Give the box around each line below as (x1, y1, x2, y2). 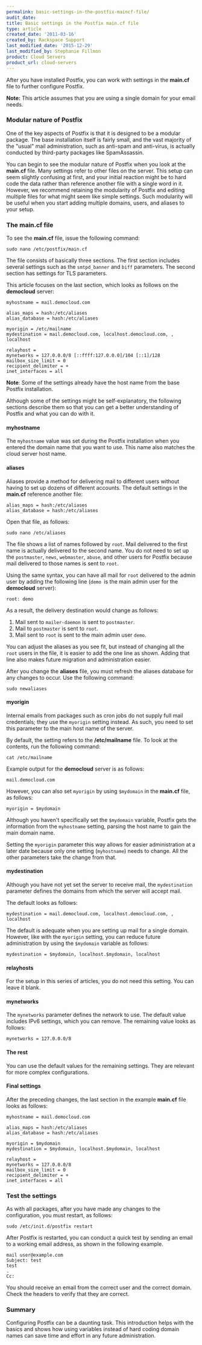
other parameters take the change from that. (6, 853, 117, 861)
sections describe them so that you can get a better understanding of (6, 404, 179, 411)
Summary (6, 1305, 36, 1314)
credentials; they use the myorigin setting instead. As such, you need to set (6, 718, 194, 725)
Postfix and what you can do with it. (6, 410, 95, 418)
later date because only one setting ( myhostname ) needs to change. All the (6, 847, 188, 854)
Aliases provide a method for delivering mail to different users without (6, 478, 180, 485)
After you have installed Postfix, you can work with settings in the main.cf (6, 76, 190, 84)
